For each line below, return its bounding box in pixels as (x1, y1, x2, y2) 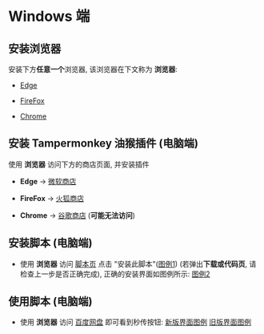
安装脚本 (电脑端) (8, 236, 93, 250)
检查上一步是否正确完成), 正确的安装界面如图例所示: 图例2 (19, 269, 210, 279)
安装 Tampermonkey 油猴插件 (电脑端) (8, 137, 198, 151)
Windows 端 (8, 7, 90, 26)
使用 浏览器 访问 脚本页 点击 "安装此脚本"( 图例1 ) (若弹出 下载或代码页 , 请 (19, 259, 257, 268)
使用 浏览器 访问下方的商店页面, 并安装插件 (8, 159, 150, 169)
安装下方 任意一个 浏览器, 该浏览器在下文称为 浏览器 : (8, 65, 178, 74)
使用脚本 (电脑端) (8, 295, 93, 308)
